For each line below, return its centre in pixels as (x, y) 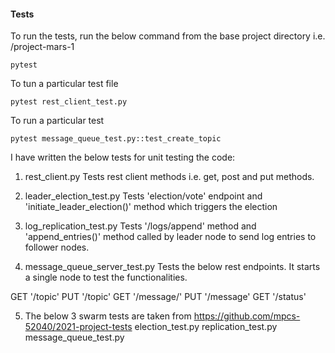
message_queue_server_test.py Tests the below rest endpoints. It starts (172, 267)
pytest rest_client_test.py (69, 102)
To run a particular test (57, 121)
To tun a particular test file (64, 84)
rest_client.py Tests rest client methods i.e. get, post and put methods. (169, 177)
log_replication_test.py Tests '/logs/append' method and (140, 226)
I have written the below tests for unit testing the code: (123, 157)
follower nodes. (57, 247)
